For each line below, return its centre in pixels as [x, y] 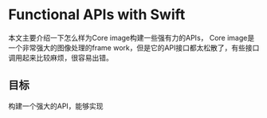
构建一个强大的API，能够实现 [56, 106]
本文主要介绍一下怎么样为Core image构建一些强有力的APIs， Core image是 [132, 37]
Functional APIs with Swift [97, 15]
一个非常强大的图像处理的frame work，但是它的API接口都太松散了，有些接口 [134, 47]
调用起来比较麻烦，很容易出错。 [61, 57]
